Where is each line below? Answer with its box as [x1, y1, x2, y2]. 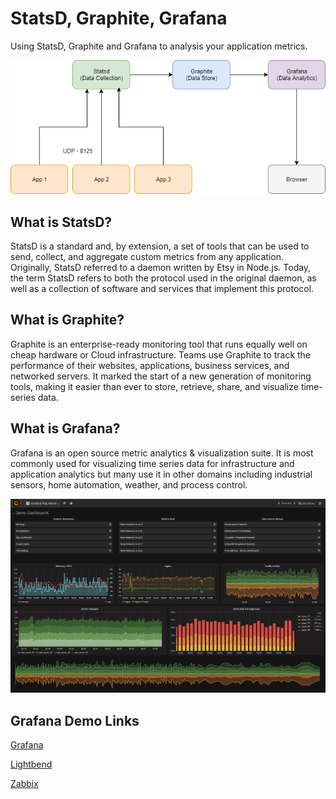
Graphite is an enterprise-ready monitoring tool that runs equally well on [10, 338, 308, 350]
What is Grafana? [10, 420, 121, 437]
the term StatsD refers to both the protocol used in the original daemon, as [10, 272, 317, 284]
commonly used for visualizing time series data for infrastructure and [10, 457, 295, 469]
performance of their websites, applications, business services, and [10, 359, 290, 371]
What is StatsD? [10, 213, 113, 231]
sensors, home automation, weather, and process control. [10, 478, 248, 491]
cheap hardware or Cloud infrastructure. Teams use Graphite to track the [10, 348, 312, 361]
